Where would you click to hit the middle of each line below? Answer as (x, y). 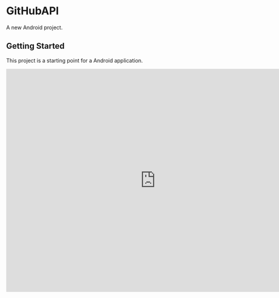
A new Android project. (35, 27)
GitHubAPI (32, 11)
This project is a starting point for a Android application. (75, 60)
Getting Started (35, 46)
